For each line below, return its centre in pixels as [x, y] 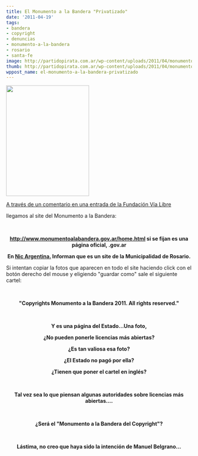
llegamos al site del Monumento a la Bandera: [61, 216]
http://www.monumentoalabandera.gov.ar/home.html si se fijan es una [99, 239]
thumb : [14, 66]
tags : [13, 22]
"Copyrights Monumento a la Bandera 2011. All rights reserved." [99, 303]
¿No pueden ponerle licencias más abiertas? [99, 337]
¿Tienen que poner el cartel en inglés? [99, 372]
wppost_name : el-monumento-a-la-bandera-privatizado [72, 72]
